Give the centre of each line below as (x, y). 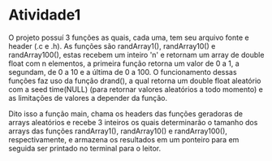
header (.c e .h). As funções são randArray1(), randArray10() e (112, 46)
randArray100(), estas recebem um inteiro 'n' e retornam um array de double (136, 54)
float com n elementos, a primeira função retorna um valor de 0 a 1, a (124, 63)
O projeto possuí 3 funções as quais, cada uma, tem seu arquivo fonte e (129, 37)
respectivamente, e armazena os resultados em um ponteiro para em (124, 139)
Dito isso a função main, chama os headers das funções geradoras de (126, 113)
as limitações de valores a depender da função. (88, 98)
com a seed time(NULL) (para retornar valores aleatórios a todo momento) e (136, 89)
